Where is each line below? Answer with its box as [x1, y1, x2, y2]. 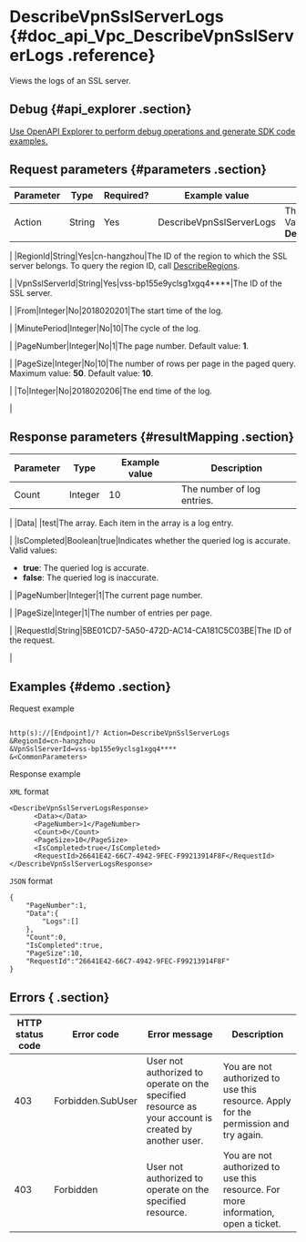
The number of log [180, 483, 261, 495]
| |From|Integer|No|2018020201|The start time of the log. [9, 305, 223, 316]
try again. [222, 1129, 264, 1141]
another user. [146, 1135, 204, 1146]
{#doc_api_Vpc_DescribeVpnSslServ [9, 25, 294, 46]
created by [146, 1123, 193, 1135]
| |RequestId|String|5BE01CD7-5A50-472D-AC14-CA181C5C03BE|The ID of [9, 626, 292, 636]
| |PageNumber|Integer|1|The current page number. [9, 590, 203, 601]
